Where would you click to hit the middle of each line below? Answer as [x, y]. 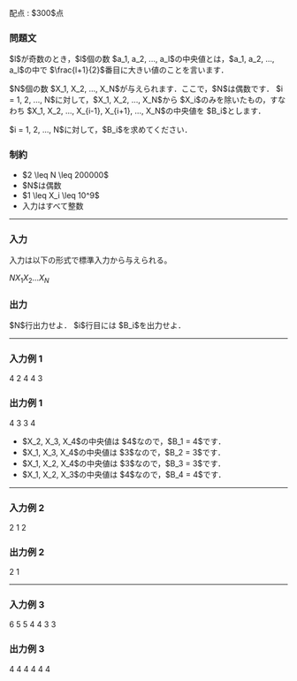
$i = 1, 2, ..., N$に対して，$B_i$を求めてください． [101, 130]
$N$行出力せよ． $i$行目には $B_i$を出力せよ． [98, 325]
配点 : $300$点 [37, 13]
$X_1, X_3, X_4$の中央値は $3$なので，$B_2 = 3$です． [123, 452]
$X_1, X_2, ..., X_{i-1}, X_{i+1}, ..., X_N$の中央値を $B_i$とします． [146, 111]
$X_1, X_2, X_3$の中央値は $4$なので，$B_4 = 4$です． [124, 474]
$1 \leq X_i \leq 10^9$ [61, 195]
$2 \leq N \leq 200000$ [65, 174]
